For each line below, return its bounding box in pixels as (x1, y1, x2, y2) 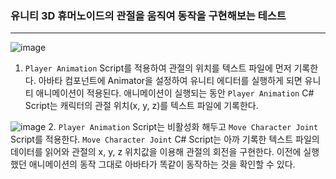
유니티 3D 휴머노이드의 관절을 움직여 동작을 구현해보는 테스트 (10, 8, 287, 22)
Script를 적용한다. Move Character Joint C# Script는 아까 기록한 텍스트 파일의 (10, 133, 320, 146)
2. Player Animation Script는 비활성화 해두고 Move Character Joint (48, 121, 319, 133)
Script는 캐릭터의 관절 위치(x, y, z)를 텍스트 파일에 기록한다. (24, 100, 259, 112)
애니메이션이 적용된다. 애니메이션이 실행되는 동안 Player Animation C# (35, 87, 315, 99)
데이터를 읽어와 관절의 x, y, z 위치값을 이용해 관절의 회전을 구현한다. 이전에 (10, 146, 302, 158)
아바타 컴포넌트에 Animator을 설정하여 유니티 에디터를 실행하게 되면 (38, 75, 303, 87)
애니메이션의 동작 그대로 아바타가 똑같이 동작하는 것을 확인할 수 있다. (28, 158, 296, 171)
